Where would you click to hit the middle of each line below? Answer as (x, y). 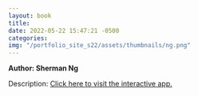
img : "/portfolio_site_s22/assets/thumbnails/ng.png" (100, 46)
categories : (28, 38)
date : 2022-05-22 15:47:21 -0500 (64, 30)
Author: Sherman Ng (43, 68)
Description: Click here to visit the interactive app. (91, 84)
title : (19, 23)
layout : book (30, 16)
